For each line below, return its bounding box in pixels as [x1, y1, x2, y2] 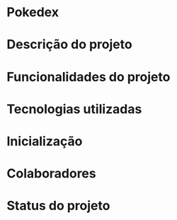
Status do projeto [6, 198, 110, 214]
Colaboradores [6, 166, 96, 182]
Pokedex [6, 4, 59, 20]
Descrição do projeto [6, 37, 132, 53]
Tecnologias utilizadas [6, 101, 142, 117]
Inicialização [6, 133, 83, 149]
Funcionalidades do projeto [6, 68, 171, 85]
